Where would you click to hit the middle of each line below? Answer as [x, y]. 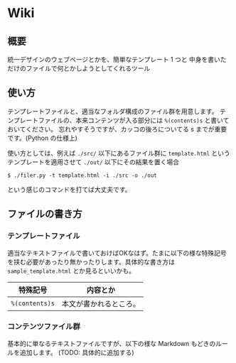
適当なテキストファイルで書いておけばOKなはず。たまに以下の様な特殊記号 [117, 253]
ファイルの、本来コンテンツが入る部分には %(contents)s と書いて [134, 120]
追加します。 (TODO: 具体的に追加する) [77, 352]
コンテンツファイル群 [44, 327]
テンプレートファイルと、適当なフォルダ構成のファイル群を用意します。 [113, 111]
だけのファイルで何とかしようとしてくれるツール [79, 68]
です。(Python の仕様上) [43, 138]
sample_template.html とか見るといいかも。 [71, 271]
